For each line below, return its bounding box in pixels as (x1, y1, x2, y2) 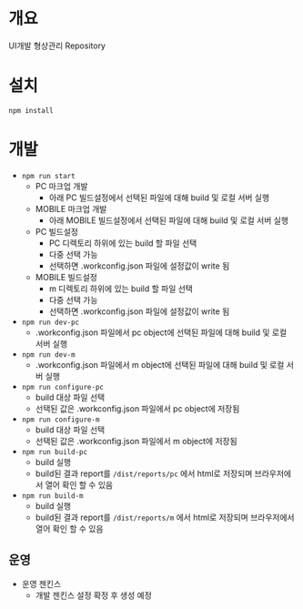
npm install (8, 106, 54, 115)
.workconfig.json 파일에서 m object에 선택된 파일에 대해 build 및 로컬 (35, 359, 285, 370)
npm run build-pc (21, 447, 88, 456)
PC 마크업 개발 (35, 180, 88, 191)
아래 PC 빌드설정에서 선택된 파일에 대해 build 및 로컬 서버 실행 (48, 192, 270, 203)
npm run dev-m (21, 350, 76, 360)
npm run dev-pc (21, 318, 80, 327)
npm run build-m (21, 491, 84, 501)
